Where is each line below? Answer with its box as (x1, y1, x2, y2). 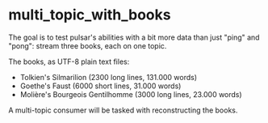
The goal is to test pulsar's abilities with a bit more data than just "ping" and (8, 32, 260, 42)
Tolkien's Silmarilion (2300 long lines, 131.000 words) (19, 72, 198, 82)
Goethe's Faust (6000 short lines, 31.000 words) (19, 81, 182, 91)
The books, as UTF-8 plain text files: (8, 57, 130, 66)
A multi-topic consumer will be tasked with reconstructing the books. (8, 105, 238, 115)
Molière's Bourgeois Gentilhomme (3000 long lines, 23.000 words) (19, 89, 242, 99)
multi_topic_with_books (8, 6, 171, 24)
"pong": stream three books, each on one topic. (8, 40, 167, 50)
